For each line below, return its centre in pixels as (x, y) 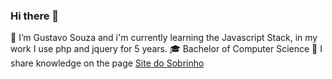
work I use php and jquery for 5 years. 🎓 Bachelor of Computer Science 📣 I (166, 49)
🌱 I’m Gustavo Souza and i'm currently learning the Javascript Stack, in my (164, 38)
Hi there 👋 (35, 16)
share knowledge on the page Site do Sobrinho (107, 63)
